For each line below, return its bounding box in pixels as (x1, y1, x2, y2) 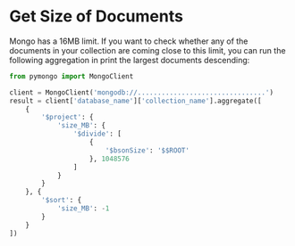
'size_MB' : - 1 (56, 204, 110, 213)
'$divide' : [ (72, 129, 122, 139)
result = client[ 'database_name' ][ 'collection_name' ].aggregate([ (9, 96, 262, 105)
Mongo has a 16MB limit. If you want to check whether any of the (9, 36, 249, 46)
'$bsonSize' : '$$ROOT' (105, 145, 190, 155)
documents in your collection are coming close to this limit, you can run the (9, 45, 286, 55)
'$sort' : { (41, 196, 82, 205)
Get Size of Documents (9, 6, 183, 27)
